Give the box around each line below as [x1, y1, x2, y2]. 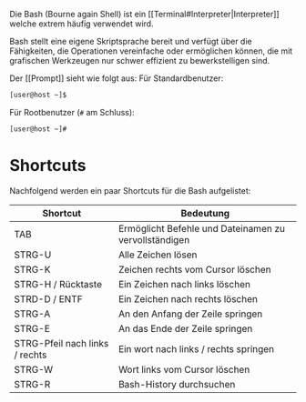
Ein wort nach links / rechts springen [117, 342, 275, 355]
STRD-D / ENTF [14, 292, 84, 305]
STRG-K [14, 263, 51, 276]
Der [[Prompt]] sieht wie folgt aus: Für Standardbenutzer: [9, 73, 224, 84]
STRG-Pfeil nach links [14, 337, 109, 349]
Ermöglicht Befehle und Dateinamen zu [117, 222, 285, 235]
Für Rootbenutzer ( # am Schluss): [9, 106, 135, 117]
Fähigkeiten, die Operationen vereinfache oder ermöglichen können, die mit [9, 45, 293, 56]
